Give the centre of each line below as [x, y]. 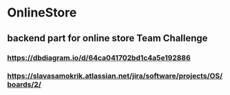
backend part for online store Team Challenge [107, 38]
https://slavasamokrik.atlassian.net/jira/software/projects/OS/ [115, 76]
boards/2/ [24, 85]
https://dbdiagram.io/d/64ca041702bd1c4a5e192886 [99, 58]
